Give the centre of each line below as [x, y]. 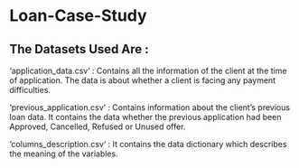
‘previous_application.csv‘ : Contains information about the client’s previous [150, 107]
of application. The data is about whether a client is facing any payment [143, 80]
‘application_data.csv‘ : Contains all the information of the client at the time [148, 70]
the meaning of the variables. [64, 154]
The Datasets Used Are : [79, 49]
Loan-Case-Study [78, 16]
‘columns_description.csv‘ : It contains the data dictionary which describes [148, 144]
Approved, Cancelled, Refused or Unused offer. [98, 126]
